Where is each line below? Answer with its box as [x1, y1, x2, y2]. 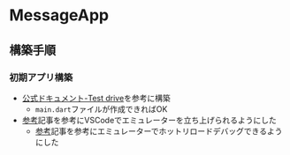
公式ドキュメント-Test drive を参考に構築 [21, 92, 171, 103]
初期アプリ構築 [9, 71, 73, 84]
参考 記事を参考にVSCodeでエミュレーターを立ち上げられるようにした [21, 114, 277, 125]
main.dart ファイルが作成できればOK [34, 103, 168, 114]
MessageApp [9, 5, 110, 26]
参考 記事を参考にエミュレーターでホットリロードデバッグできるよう [34, 125, 283, 137]
